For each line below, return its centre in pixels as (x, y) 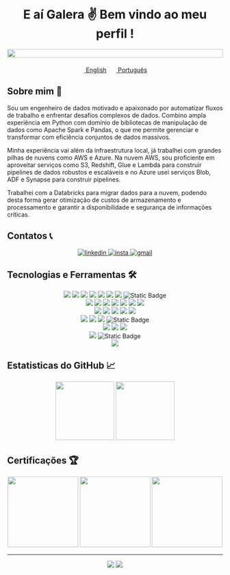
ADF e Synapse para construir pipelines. (64, 179)
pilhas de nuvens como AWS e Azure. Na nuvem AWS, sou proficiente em (111, 157)
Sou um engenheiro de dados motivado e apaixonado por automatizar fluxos (115, 107)
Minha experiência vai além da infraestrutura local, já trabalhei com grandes (114, 150)
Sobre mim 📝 (35, 91)
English (96, 70)
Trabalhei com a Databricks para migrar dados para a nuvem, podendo (107, 192)
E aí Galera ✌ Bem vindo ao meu (115, 15)
